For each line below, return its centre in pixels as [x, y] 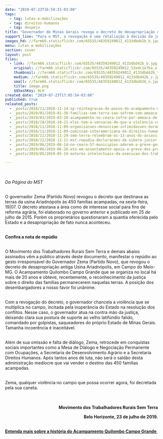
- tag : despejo [25, 28]
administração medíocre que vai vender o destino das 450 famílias [72, 363]
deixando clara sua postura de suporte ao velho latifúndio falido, [70, 317]
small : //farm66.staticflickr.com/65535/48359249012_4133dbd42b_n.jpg [87, 81]
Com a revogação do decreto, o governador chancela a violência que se [77, 302]
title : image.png [31, 86]
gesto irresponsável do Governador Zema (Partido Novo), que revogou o [78, 262]
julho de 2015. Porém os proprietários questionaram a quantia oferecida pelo [81, 217]
